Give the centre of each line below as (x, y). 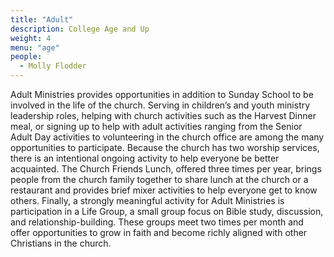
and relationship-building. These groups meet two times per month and (157, 222)
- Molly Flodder (53, 66)
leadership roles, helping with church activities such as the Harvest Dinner (163, 115)
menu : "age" (35, 47)
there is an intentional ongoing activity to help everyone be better (145, 158)
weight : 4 (31, 38)
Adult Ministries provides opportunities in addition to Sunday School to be (162, 94)
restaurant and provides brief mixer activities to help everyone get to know (164, 190)
